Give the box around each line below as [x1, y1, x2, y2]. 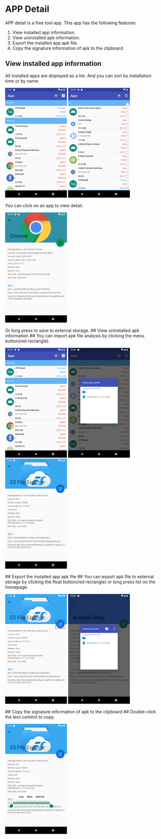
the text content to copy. [5, 714, 55, 720]
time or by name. [5, 78, 40, 84]
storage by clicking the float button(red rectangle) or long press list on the [5, 579, 156, 585]
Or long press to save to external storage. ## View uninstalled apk [5, 327, 140, 333]
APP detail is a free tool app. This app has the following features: [5, 20, 137, 26]
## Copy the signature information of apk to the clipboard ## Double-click [5, 709, 157, 715]
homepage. [5, 584, 29, 590]
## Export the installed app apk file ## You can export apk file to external [5, 573, 154, 579]
